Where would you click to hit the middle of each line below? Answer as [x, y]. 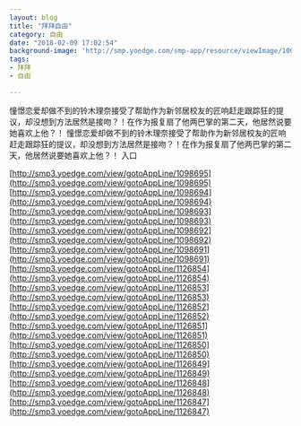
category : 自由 [36, 34]
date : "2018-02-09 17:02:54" [64, 43]
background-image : [43, 51]
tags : [19, 59]
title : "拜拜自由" [41, 26]
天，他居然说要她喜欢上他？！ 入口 [73, 155]
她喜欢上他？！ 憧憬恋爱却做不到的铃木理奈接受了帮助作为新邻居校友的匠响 [148, 133]
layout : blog [34, 17]
